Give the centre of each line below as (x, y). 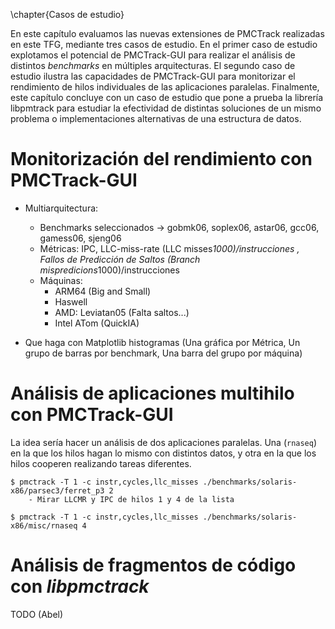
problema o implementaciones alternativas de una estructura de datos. (156, 118)
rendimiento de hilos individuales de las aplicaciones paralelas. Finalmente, (165, 87)
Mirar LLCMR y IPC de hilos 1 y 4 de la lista (135, 499)
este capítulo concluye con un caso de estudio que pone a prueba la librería (167, 97)
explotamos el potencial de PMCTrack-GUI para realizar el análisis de (153, 55)
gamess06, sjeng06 (80, 238)
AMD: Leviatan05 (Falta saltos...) (122, 312)
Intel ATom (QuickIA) (97, 323)
